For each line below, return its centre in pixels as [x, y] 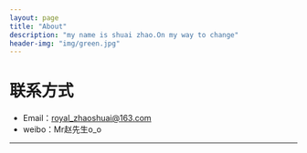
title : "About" [38, 26]
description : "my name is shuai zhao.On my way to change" [124, 35]
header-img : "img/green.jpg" [65, 43]
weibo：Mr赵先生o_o [62, 129]
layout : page [34, 18]
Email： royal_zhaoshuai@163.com [87, 118]
